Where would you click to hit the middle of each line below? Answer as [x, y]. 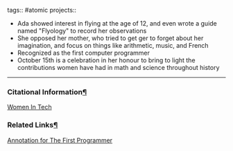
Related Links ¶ [33, 125]
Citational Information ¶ [47, 91]
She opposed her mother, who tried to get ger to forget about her [110, 38]
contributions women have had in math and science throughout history [118, 68]
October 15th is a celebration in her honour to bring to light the [106, 60]
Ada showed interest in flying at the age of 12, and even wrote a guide [117, 23]
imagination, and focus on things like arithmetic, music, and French [113, 45]
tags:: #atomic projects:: [42, 10]
